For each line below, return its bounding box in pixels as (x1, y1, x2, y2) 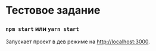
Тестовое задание (5, 4, 101, 17)
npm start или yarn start (5, 25, 80, 33)
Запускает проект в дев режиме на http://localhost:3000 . (5, 38, 150, 45)
